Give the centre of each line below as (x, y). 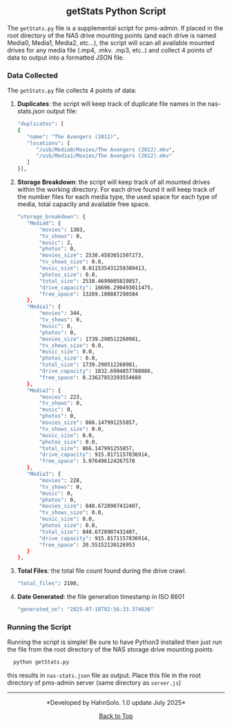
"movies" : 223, (61, 397)
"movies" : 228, (61, 480)
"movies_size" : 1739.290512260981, (90, 339)
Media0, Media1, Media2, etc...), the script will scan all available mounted (111, 43)
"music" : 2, (56, 242)
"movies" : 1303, (62, 230)
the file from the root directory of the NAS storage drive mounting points (110, 650)
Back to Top (116, 716)
